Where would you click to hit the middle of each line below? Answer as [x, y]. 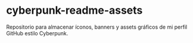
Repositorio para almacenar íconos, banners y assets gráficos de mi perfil [97, 27]
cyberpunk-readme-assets [74, 10]
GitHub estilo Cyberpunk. [37, 33]
